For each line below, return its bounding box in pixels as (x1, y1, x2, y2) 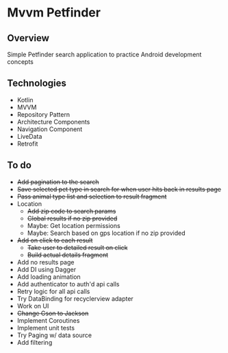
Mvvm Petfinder (7, 5, 101, 21)
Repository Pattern (16, 110, 71, 118)
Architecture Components (16, 117, 90, 126)
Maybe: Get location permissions (27, 221, 121, 229)
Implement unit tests (16, 323, 75, 332)
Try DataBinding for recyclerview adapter (16, 294, 134, 303)
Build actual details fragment (27, 251, 108, 259)
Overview (7, 32, 50, 44)
